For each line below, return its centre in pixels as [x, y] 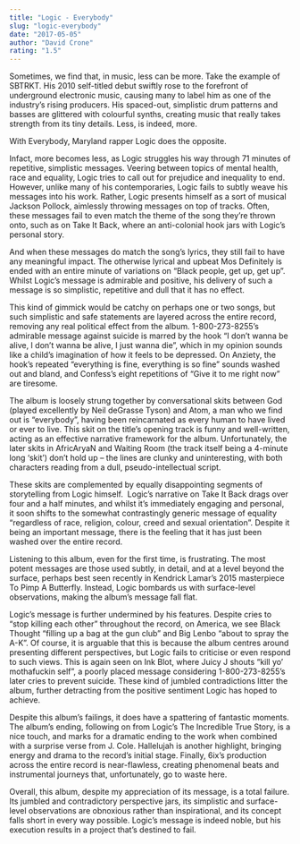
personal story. [37, 234]
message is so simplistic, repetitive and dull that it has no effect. [127, 290]
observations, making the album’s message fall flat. [104, 597]
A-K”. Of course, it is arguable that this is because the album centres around [149, 643]
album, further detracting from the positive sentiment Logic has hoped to [143, 691]
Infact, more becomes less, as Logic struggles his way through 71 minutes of [150, 158]
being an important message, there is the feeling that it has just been [136, 533]
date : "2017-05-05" [46, 34]
